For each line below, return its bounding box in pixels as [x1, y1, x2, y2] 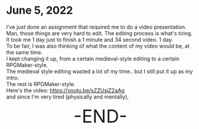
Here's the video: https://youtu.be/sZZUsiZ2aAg [6, 87, 125, 94]
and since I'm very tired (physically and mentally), [6, 93, 129, 100]
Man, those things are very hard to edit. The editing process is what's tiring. [6, 29, 193, 36]
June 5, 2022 [6, 4, 74, 17]
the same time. [6, 48, 43, 56]
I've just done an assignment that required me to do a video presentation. [6, 23, 187, 30]
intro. [6, 74, 19, 81]
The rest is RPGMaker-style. [6, 80, 76, 87]
